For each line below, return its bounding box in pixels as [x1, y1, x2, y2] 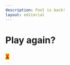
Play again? [5, 34, 56, 46]
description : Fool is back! [5, 7, 66, 13]
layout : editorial [5, 12, 45, 17]
